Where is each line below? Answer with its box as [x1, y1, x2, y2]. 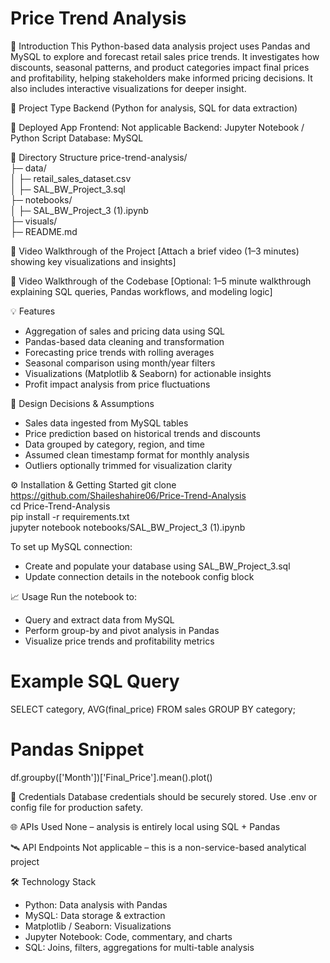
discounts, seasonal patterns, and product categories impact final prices [10, 61, 310, 73]
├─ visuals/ [10, 215, 58, 227]
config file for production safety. [10, 801, 143, 813]
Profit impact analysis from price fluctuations [24, 378, 211, 390]
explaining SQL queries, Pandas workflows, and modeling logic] [10, 285, 273, 297]
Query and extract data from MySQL [24, 613, 175, 626]
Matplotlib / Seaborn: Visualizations [24, 920, 172, 932]
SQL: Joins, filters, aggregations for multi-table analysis [24, 941, 255, 953]
